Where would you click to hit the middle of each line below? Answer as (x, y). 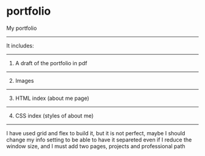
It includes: (20, 45)
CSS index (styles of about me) (54, 115)
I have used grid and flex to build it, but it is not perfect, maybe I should (96, 133)
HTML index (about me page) (52, 98)
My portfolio (22, 28)
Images (24, 80)
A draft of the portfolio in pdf (51, 63)
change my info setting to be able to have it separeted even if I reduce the (99, 140)
